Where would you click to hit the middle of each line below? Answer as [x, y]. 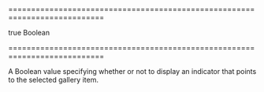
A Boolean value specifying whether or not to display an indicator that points [132, 71]
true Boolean [29, 33]
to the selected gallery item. [53, 80]
